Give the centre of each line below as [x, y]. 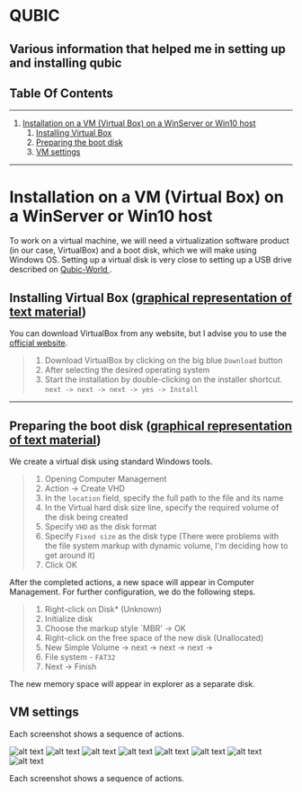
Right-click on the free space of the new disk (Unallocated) [154, 637]
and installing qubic [66, 62]
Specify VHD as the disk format [101, 526]
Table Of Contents [62, 93]
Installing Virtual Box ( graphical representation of [151, 298]
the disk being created [86, 517]
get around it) [70, 555]
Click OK [61, 565]
